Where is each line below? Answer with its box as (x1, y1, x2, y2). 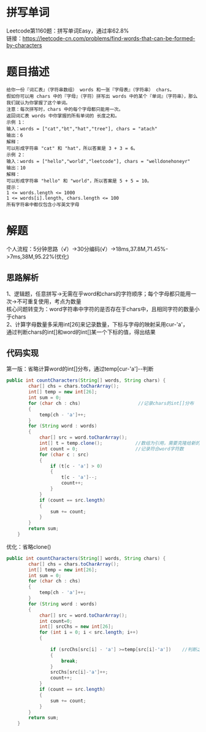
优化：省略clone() (6, 543, 51, 550)
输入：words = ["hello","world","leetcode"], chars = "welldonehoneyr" (6, 158, 191, 164)
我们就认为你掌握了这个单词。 (6, 99, 71, 106)
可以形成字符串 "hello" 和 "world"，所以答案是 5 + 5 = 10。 (6, 178, 152, 184)
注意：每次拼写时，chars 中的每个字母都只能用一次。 (6, 106, 124, 112)
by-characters (6, 41, 42, 49)
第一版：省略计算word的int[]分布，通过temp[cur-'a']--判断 (6, 365, 154, 372)
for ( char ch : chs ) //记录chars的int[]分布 (28, 400, 194, 406)
